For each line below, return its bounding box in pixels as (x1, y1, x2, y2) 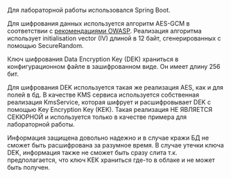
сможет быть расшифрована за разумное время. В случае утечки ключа (7, 141, 224, 149)
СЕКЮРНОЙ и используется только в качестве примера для (7, 113, 187, 121)
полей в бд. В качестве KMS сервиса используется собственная (7, 90, 200, 99)
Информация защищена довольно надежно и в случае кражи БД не (7, 133, 209, 142)
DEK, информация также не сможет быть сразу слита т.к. (7, 149, 178, 156)
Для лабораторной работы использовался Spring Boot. (7, 6, 171, 14)
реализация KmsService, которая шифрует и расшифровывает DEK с (7, 98, 212, 106)
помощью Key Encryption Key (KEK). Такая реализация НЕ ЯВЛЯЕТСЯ (7, 106, 213, 113)
